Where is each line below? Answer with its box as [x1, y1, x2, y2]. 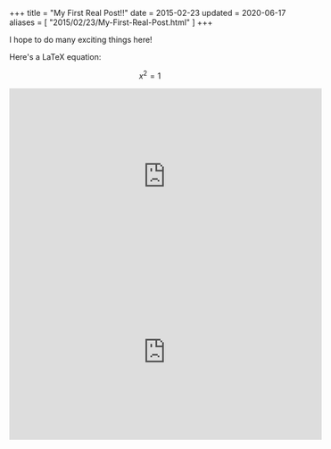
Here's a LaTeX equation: [9, 52, 102, 62]
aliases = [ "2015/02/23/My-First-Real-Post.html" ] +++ [9, 17, 213, 28]
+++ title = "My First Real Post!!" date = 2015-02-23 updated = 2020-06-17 [9, 8, 286, 18]
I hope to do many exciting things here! [9, 35, 153, 45]
